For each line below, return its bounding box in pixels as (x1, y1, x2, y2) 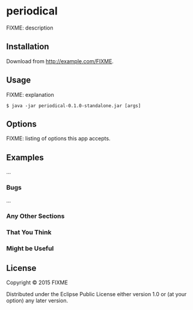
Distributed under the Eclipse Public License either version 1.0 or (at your (6, 291, 187, 298)
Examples (6, 152, 44, 163)
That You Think (6, 228, 52, 237)
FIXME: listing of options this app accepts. (6, 135, 111, 142)
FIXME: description (6, 24, 54, 31)
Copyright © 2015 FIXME (6, 279, 68, 287)
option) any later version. (6, 297, 68, 305)
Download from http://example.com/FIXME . (6, 57, 114, 64)
